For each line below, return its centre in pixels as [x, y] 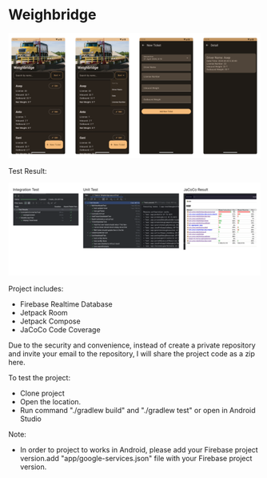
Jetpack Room [44, 313]
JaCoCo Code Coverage [60, 330]
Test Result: [28, 171]
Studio [30, 419]
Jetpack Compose [50, 321]
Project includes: [36, 289]
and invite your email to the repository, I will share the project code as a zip [132, 354]
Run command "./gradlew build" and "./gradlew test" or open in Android [137, 411]
